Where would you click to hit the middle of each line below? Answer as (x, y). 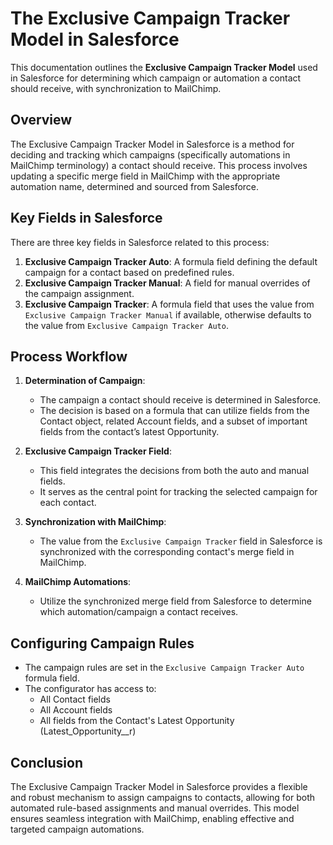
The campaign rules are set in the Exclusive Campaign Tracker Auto (164, 668)
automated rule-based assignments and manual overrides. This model (155, 808)
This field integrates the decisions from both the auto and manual (174, 471)
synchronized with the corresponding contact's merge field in (167, 552)
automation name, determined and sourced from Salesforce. (135, 186)
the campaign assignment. (79, 293)
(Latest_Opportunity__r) (88, 731)
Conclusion (47, 762)
